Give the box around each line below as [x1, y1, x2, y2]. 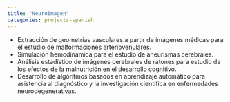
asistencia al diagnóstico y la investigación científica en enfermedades [17, 79, 219, 88]
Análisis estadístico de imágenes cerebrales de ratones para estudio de [17, 57, 221, 65]
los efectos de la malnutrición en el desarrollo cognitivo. [17, 65, 177, 73]
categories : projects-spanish [7, 17, 95, 23]
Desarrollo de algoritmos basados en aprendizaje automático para [17, 72, 206, 80]
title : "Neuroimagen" [7, 10, 70, 17]
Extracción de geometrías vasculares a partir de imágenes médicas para [17, 35, 224, 43]
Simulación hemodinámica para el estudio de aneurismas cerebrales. [17, 50, 214, 59]
